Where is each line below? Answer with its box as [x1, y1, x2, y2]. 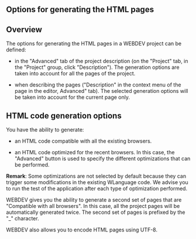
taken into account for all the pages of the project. [14, 70, 136, 77]
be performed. [14, 161, 50, 168]
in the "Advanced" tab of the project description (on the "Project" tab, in [14, 58, 188, 65]
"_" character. [6, 215, 39, 222]
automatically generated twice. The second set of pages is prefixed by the [6, 209, 185, 216]
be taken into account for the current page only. [14, 93, 130, 101]
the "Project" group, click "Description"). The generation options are [14, 64, 180, 71]
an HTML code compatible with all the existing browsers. [14, 137, 152, 145]
